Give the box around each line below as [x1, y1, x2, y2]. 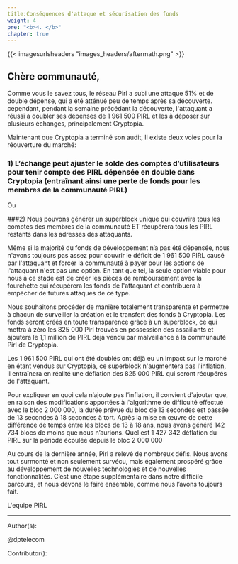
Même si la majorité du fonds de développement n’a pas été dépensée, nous [7, 244, 230, 252]
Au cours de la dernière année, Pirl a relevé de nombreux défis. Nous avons [7, 450, 228, 458]
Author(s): [7, 521, 38, 530]
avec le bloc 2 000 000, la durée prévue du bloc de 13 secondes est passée [7, 406, 229, 414]
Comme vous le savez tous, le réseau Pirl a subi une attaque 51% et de [7, 90, 214, 98]
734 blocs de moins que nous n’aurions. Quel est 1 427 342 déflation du [7, 428, 217, 437]
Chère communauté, [7, 70, 101, 82]
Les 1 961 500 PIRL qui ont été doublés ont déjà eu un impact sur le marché [7, 354, 227, 363]
